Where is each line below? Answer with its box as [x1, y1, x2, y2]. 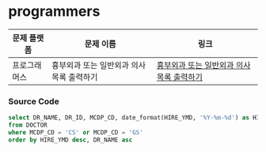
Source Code [8, 96, 59, 107]
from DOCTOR [8, 121, 47, 129]
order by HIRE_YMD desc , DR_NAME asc [8, 135, 133, 144]
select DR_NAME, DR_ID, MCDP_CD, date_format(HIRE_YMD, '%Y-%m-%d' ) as [8, 114, 249, 122]
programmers [8, 2, 101, 21]
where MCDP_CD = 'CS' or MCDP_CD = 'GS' [8, 128, 144, 136]
